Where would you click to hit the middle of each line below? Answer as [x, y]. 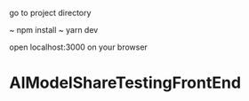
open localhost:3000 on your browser [79, 47]
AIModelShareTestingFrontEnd [125, 83]
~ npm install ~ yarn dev [54, 30]
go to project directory [50, 13]
